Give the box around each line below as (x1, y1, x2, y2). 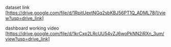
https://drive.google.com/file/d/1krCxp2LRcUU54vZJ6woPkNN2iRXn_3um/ (7, 31, 164, 36)
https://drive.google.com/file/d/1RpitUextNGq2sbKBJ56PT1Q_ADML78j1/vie (7, 10, 166, 16)
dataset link (5, 5, 30, 10)
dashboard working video (5, 25, 59, 31)
